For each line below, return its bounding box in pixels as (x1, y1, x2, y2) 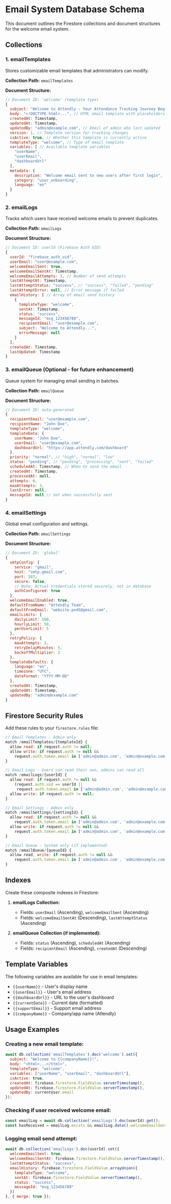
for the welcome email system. (5, 25, 70, 32)
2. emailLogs (5, 204, 38, 211)
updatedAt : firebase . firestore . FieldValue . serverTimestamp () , (10, 1085, 145, 1090)
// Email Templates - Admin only (5, 735, 76, 740)
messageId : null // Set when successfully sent (10, 493, 113, 498)
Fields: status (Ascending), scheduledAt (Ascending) (20, 940, 131, 946)
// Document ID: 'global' (5, 550, 60, 556)
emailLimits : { (10, 612, 42, 617)
